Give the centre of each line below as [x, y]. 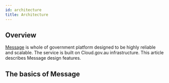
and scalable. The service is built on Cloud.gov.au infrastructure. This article [84, 53]
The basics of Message [43, 74]
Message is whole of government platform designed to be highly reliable [80, 47]
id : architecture [23, 10]
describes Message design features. [43, 58]
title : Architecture [27, 15]
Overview [21, 35]
